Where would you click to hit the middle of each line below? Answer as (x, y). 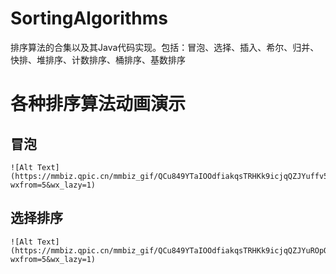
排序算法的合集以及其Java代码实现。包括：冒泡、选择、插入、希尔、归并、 (165, 47)
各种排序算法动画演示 (98, 104)
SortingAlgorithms (89, 18)
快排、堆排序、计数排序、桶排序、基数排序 (98, 59)
